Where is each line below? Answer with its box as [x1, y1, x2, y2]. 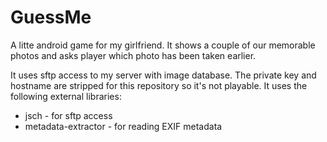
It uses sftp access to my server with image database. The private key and [10, 69, 317, 81]
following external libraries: [10, 90, 122, 102]
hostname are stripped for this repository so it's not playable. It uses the [10, 79, 308, 91]
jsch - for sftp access [24, 109, 113, 121]
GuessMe [10, 6, 92, 29]
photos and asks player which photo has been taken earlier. [10, 49, 257, 61]
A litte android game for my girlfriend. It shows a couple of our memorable [10, 39, 316, 51]
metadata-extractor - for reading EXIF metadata [24, 120, 223, 132]
